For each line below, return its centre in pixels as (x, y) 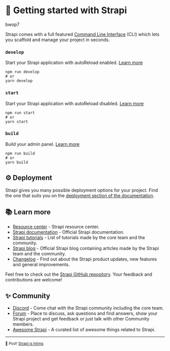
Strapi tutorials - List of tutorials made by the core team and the (79, 238)
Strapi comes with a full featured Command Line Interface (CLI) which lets (82, 34)
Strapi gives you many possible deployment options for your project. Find (82, 190)
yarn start (17, 121)
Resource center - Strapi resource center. (56, 227)
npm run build (20, 153)
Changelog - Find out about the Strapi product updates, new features (85, 259)
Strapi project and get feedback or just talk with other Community (81, 319)
